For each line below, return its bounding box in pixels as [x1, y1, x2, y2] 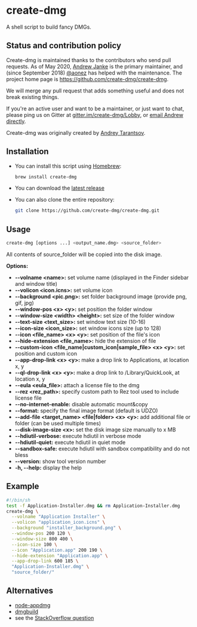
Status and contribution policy [6, 41, 121, 51]
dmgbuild [14, 608, 39, 615]
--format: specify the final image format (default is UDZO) [14, 407, 158, 414]
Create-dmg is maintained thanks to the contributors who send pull [6, 56, 171, 63]
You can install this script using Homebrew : [14, 162, 122, 169]
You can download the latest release [14, 184, 104, 192]
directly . [6, 118, 26, 125]
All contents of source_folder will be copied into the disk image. [6, 251, 162, 258]
